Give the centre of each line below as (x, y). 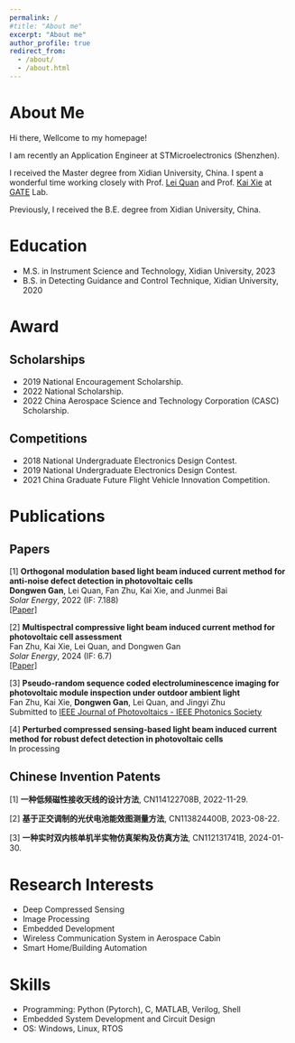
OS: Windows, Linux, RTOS (73, 1029)
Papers (30, 549)
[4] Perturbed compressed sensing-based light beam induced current (143, 729)
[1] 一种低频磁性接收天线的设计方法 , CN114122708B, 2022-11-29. (129, 799)
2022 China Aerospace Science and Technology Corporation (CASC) (151, 400)
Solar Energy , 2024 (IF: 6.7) (61, 656)
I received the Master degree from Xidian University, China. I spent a (137, 172)
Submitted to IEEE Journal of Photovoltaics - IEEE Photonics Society (136, 712)
